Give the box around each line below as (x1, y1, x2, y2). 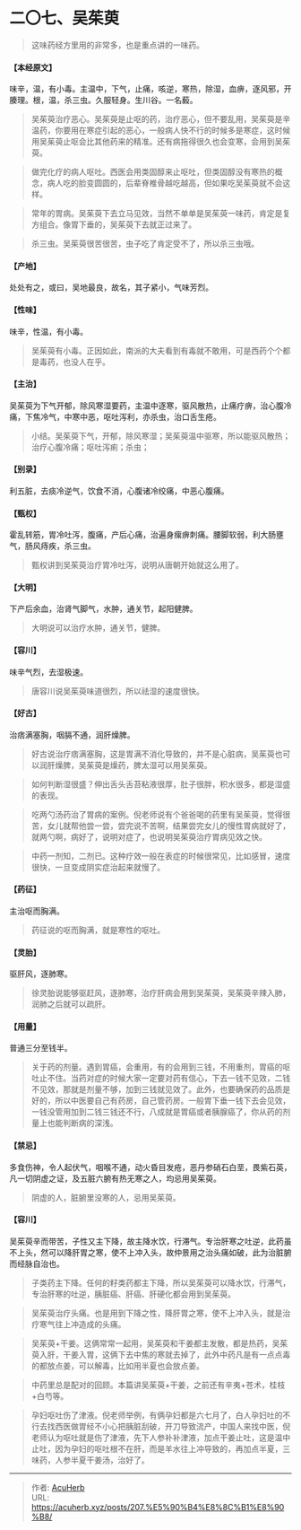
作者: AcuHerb (30, 1482, 85, 1492)
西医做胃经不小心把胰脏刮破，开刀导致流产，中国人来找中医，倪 (55, 1421, 291, 1431)
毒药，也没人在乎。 (39, 356, 110, 367)
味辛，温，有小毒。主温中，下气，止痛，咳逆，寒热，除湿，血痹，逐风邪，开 (9, 83, 292, 94)
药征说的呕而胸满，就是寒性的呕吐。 (30, 924, 166, 935)
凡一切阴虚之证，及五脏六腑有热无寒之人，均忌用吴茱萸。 (9, 1173, 221, 1184)
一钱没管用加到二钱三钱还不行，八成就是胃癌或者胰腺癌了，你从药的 (30, 1106, 283, 1117)
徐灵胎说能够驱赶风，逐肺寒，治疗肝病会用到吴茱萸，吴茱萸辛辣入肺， (30, 988, 291, 999)
